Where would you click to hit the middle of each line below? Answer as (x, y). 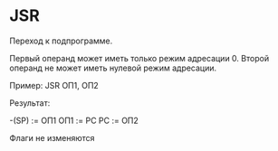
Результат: (30, 103)
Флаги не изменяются (52, 137)
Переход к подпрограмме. (61, 41)
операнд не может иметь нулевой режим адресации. (113, 68)
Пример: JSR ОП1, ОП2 (54, 85)
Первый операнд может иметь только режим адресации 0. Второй (139, 58)
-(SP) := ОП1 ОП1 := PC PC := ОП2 (74, 120)
